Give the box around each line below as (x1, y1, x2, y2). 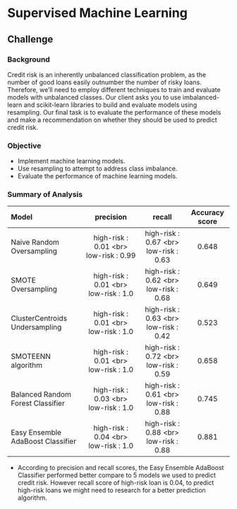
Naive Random (11, 237, 60, 247)
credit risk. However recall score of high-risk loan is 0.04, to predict (17, 479, 214, 487)
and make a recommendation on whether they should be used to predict (7, 115, 217, 124)
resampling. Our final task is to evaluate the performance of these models (7, 108, 221, 116)
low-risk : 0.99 (85, 251, 136, 261)
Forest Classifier (11, 399, 65, 408)
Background (7, 55, 51, 64)
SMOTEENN (11, 352, 51, 362)
